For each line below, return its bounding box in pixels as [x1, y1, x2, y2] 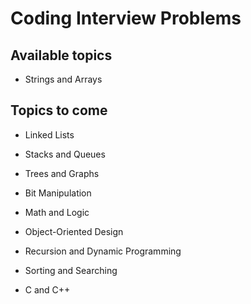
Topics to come [10, 102, 108, 119]
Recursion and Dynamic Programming [24, 245, 182, 257]
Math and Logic [24, 206, 90, 218]
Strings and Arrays [24, 73, 103, 85]
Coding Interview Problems [10, 7, 242, 30]
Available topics [10, 47, 113, 64]
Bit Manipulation [24, 187, 92, 199]
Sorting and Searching [24, 264, 118, 276]
